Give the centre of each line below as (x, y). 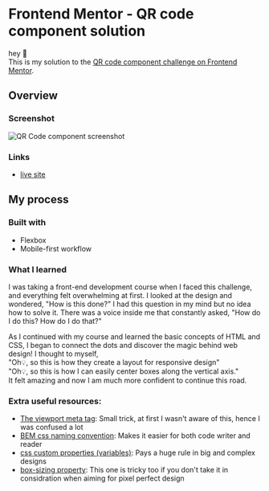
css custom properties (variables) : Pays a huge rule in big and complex (137, 453)
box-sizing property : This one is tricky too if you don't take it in (124, 470)
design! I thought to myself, (53, 354)
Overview (33, 96)
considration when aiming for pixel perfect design (102, 478)
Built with (27, 223)
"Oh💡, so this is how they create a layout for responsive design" (114, 362)
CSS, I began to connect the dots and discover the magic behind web (123, 345)
